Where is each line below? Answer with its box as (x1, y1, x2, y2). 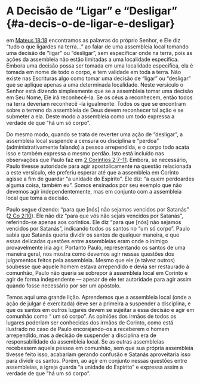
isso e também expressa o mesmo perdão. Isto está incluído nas (6, 149, 164, 157)
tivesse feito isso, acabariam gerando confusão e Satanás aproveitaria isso (6, 351, 191, 358)
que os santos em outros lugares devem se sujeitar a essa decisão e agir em (6, 306, 195, 313)
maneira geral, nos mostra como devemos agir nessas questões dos (6, 250, 174, 258)
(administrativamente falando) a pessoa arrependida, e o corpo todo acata (6, 143, 189, 151)
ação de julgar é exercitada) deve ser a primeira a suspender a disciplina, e (6, 300, 191, 307)
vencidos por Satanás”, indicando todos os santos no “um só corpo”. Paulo (6, 225, 190, 232)
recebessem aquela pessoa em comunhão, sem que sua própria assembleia (6, 344, 194, 351)
